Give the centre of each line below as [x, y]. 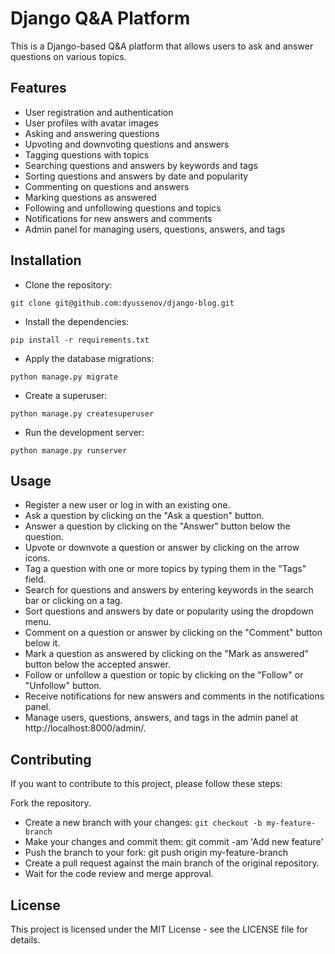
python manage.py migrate [64, 377]
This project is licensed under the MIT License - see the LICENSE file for [159, 929]
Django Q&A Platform [100, 18]
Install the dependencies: [77, 321]
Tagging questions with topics [87, 154]
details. [25, 940]
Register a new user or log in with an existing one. [127, 505]
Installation [46, 260]
